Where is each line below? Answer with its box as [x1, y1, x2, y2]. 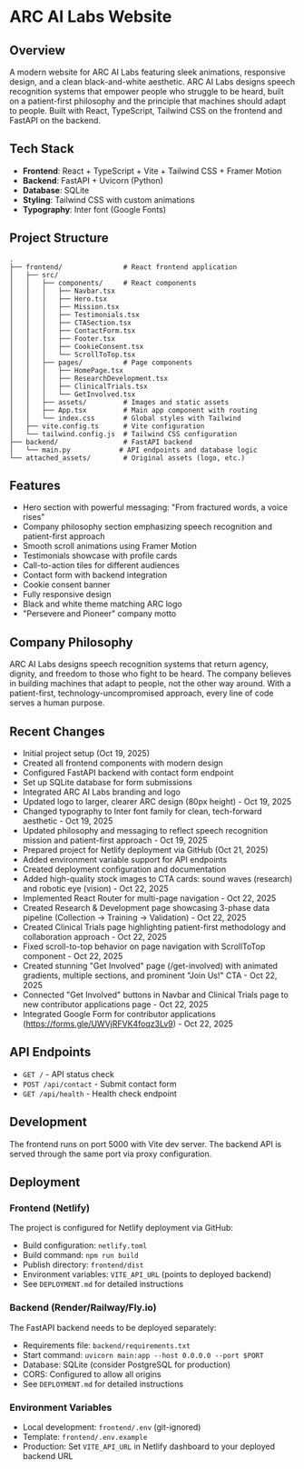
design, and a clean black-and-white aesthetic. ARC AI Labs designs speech [9, 76, 296, 87]
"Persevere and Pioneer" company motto [22, 608, 177, 619]
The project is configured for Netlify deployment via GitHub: [9, 1223, 234, 1234]
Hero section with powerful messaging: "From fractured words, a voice [22, 502, 289, 513]
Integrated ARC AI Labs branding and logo [22, 786, 181, 797]
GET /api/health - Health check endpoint [22, 1088, 177, 1099]
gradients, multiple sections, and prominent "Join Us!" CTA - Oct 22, [22, 970, 278, 981]
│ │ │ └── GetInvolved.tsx [9, 389, 136, 399]
